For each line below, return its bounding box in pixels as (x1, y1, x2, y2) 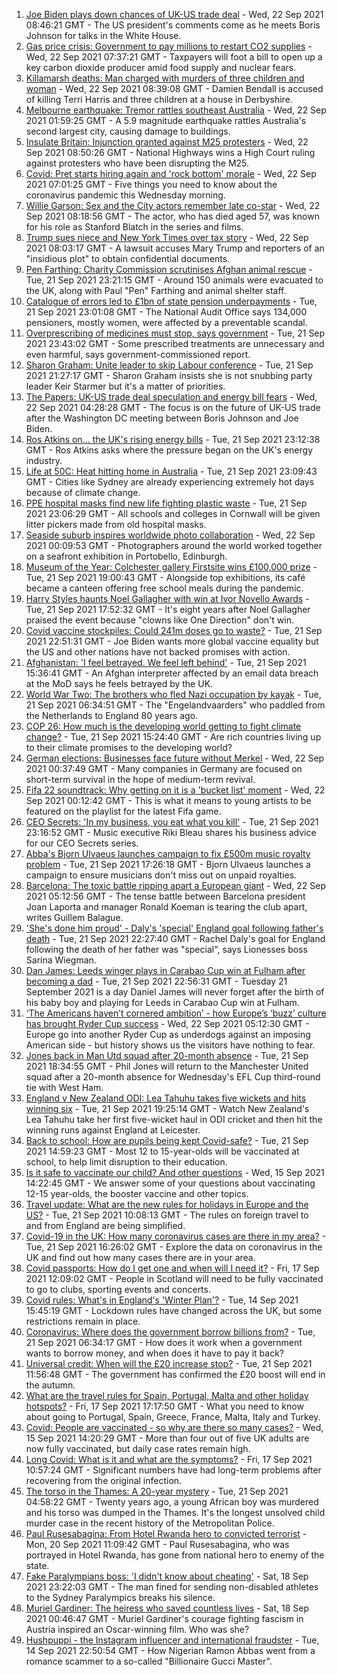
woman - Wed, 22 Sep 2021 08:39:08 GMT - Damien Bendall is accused (25, 83, 324, 94)
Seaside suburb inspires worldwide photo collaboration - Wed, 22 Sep (25, 529, 316, 541)
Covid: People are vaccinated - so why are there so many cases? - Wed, (25, 1422, 324, 1433)
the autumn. (25, 1379, 76, 1391)
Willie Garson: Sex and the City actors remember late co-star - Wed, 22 (25, 200, 321, 211)
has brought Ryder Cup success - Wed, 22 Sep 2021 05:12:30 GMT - (25, 1018, 310, 1029)
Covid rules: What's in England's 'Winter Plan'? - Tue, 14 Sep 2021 (25, 1294, 299, 1306)
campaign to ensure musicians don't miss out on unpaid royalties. (25, 869, 298, 881)
